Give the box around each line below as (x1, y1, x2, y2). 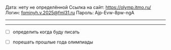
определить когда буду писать (12, 29, 80, 35)
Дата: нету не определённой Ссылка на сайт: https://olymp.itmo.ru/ (5, 5, 151, 10)
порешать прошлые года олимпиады (12, 39, 93, 45)
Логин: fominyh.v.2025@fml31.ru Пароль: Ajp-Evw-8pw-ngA (5, 10, 135, 16)
